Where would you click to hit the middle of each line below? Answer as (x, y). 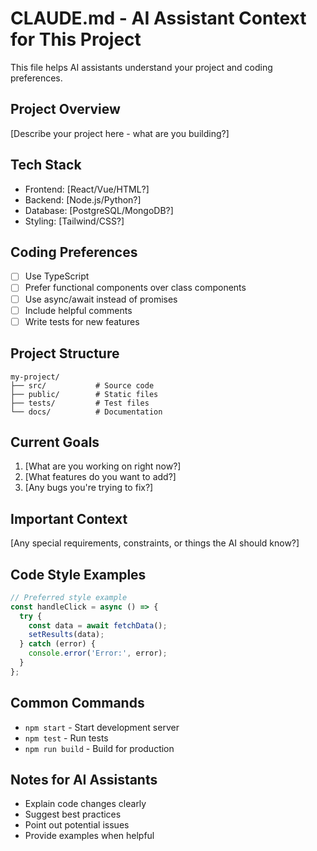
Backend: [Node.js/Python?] (83, 199)
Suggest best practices (73, 814)
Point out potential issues (77, 825)
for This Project (76, 39)
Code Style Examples (78, 574)
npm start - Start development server (102, 727)
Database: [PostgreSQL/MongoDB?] (99, 210)
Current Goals (55, 442)
